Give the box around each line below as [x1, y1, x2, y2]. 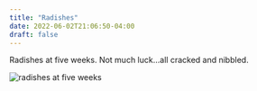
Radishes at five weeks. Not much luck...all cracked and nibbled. [9, 55, 250, 66]
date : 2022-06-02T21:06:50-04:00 [9, 22, 135, 31]
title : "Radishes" [9, 13, 78, 23]
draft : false [9, 30, 59, 39]
